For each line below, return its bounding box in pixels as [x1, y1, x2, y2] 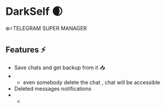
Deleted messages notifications [14, 85, 92, 92]
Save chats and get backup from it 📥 [14, 64, 106, 71]
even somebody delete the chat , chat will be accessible [23, 79, 161, 86]
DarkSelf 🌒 [5, 5, 63, 18]
